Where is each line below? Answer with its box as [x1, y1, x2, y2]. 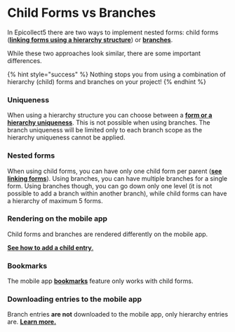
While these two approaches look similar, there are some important [7, 49, 201, 57]
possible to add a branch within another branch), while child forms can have [7, 189, 227, 198]
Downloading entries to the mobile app [7, 294, 142, 304]
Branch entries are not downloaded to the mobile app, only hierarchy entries [7, 310, 229, 319]
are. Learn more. [7, 317, 57, 326]
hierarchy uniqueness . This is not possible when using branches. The [7, 118, 210, 127]
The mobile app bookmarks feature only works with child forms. [7, 277, 194, 285]
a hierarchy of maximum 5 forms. [7, 196, 103, 205]
